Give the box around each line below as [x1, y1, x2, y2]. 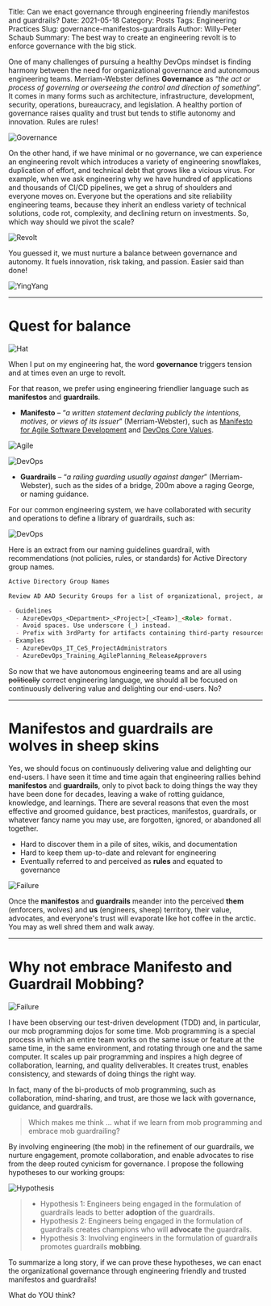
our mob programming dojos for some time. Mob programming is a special [8, 1026, 256, 1035]
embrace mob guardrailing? [27, 1126, 120, 1135]
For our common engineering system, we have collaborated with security [8, 504, 252, 514]
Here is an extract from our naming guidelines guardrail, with [8, 545, 211, 554]
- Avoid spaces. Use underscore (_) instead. [15, 621, 172, 630]
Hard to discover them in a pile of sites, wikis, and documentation [19, 839, 238, 849]
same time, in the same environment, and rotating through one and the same [8, 1043, 263, 1053]
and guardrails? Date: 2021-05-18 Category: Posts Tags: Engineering [8, 15, 236, 25]
